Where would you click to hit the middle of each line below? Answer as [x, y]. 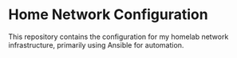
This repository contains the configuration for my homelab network [118, 37]
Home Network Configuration [109, 15]
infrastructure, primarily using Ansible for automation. [96, 44]
